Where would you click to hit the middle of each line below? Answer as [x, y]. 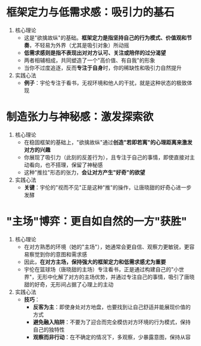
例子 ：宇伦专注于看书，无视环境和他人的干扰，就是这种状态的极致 [105, 82]
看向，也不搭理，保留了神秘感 [66, 165]
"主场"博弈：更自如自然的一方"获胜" [97, 222]
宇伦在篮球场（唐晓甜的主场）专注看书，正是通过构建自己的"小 [101, 269]
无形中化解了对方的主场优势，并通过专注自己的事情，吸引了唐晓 [116, 277]
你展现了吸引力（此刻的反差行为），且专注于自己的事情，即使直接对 [107, 157]
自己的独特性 [49, 329]
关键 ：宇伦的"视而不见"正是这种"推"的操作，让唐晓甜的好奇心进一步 [108, 187]
